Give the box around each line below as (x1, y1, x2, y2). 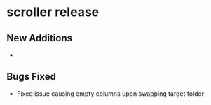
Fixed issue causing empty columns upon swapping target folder (16, 89, 205, 98)
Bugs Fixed (6, 71, 57, 83)
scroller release (6, 4, 100, 20)
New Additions (6, 32, 73, 44)
